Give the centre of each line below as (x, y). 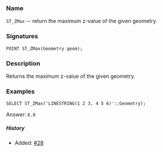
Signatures (22, 37)
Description (23, 63)
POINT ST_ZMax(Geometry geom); (44, 48)
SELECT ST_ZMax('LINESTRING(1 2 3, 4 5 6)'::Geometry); (76, 104)
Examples (21, 91)
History (16, 128)
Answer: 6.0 (21, 115)
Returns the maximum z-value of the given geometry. (71, 76)
